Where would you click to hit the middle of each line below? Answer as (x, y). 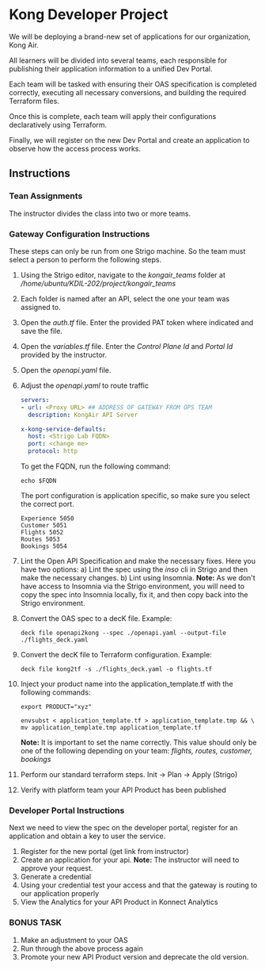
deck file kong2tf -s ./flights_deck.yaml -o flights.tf (116, 669)
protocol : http (53, 451)
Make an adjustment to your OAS (74, 940)
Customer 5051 (44, 526)
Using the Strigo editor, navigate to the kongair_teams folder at (123, 274)
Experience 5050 (47, 519)
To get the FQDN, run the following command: (95, 466)
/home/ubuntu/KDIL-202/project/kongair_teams (98, 283)
